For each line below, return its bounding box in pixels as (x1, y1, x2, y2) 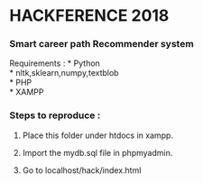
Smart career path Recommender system (9, 38, 194, 50)
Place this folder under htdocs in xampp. (22, 130, 174, 141)
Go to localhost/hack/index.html (22, 164, 142, 176)
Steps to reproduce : (9, 109, 101, 122)
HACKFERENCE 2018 (9, 5, 170, 26)
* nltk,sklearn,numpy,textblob (9, 68, 119, 78)
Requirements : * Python (9, 58, 101, 69)
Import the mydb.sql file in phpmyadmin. (22, 147, 173, 158)
